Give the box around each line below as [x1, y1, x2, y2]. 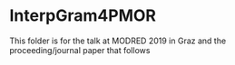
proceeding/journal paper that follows [9, 44, 151, 55]
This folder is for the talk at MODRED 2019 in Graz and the [9, 35, 227, 46]
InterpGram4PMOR [9, 5, 157, 26]
